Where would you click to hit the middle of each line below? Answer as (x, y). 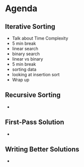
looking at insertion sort (36, 74)
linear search (25, 49)
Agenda (21, 9)
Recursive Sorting (33, 95)
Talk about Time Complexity (40, 38)
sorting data (24, 69)
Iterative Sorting (30, 27)
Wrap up (21, 80)
